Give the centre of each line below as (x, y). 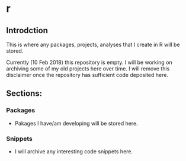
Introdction (27, 30)
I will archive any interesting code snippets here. (74, 151)
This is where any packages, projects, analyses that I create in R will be (93, 44)
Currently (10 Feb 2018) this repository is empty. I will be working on (89, 62)
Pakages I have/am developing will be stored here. (76, 123)
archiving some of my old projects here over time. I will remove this (88, 69)
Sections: (24, 94)
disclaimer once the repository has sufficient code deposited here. (87, 75)
